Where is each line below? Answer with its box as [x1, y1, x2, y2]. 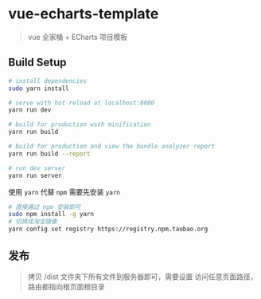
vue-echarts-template [8, 5, 159, 23]
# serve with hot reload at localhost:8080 [8, 99, 155, 107]
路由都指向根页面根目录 [27, 281, 105, 291]
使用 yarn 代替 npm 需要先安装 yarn [8, 187, 121, 196]
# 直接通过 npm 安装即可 [8, 203, 81, 211]
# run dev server [8, 164, 66, 172]
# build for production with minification [8, 120, 151, 128]
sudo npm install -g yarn [8, 210, 94, 218]
